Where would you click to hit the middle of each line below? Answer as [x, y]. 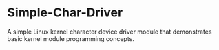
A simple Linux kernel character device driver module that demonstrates [109, 32]
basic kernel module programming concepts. [71, 38]
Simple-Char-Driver [65, 13]
